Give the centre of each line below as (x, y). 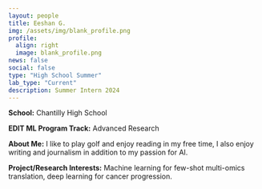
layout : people (34, 16)
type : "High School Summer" (55, 75)
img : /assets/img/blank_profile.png (69, 30)
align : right (37, 46)
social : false (32, 68)
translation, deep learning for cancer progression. (90, 176)
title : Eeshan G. (37, 23)
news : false (28, 61)
